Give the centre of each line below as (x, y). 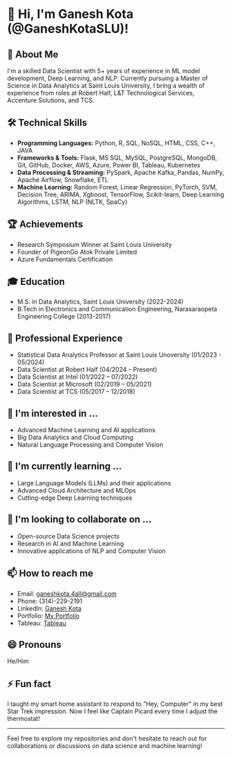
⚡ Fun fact (29, 684)
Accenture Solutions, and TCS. (51, 100)
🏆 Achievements (45, 224)
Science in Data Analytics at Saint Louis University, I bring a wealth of (106, 85)
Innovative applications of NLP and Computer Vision (91, 551)
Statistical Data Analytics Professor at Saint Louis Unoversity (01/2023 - (119, 355)
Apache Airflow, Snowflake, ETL (63, 180)
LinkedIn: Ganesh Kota (49, 608)
